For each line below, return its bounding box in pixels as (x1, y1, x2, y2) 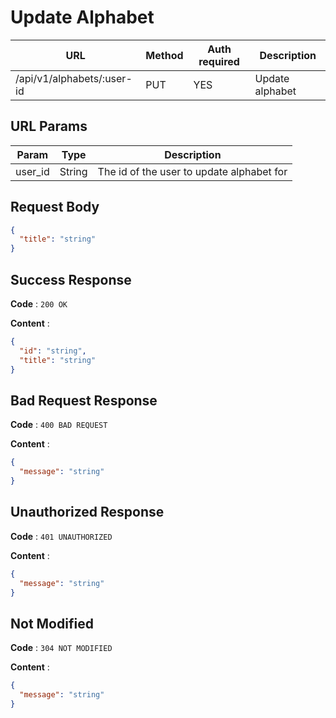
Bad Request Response (10, 392, 158, 409)
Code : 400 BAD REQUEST (10, 419, 108, 431)
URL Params (10, 118, 88, 135)
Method (145, 48, 184, 62)
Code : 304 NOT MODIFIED (10, 642, 113, 654)
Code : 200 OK (10, 298, 68, 310)
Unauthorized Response (10, 504, 165, 521)
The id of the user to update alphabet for (97, 164, 288, 178)
